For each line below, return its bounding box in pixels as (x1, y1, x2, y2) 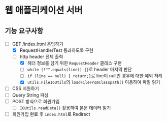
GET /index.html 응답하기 (12, 41, 64, 47)
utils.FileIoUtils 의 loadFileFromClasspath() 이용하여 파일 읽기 (27, 79, 160, 85)
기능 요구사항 (5, 26, 44, 35)
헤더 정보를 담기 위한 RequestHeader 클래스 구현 (27, 60, 122, 66)
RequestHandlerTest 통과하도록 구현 (19, 47, 93, 53)
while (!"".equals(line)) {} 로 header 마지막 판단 (27, 67, 132, 73)
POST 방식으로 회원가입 (12, 98, 60, 104)
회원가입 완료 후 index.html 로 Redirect (12, 111, 90, 117)
